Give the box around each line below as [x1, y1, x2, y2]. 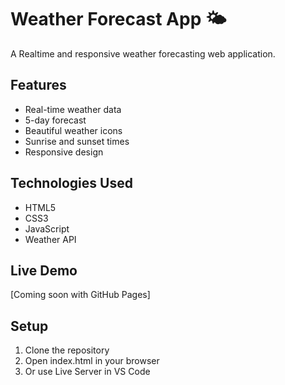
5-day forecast [24, 114, 87, 126]
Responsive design [24, 146, 104, 158]
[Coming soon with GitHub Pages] [10, 289, 151, 301]
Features [10, 77, 67, 94]
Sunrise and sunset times [24, 135, 130, 147]
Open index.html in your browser [24, 355, 160, 367]
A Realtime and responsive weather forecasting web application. [10, 47, 276, 60]
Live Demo [10, 262, 78, 279]
